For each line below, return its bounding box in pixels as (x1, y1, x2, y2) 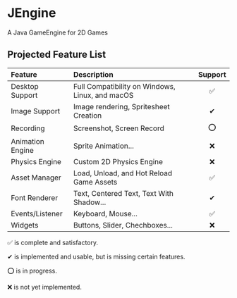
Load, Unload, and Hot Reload (73, 168, 173, 178)
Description (73, 69, 114, 79)
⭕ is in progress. (7, 266, 58, 275)
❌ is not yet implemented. (7, 283, 83, 291)
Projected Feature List (7, 49, 107, 61)
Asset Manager (11, 173, 61, 182)
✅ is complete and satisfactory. (7, 238, 99, 247)
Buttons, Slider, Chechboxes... (73, 220, 173, 230)
